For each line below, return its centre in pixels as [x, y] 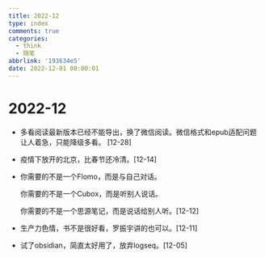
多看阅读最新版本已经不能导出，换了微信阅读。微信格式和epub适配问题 [138, 132]
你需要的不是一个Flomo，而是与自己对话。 [90, 176]
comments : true [34, 31]
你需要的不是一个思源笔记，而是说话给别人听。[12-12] [109, 210]
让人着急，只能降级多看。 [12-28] [76, 142]
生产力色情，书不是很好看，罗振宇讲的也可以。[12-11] [109, 228]
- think [29, 46]
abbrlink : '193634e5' [45, 61]
